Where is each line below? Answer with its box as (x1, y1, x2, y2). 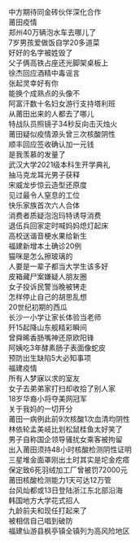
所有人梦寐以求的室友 (8, 374, 80, 383)
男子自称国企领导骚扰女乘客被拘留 (8, 435, 123, 444)
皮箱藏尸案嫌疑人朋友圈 (8, 272, 87, 281)
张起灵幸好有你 (8, 78, 59, 88)
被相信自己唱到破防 (8, 516, 73, 525)
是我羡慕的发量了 (8, 150, 66, 159)
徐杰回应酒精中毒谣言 (8, 68, 80, 77)
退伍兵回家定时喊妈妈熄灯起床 (8, 221, 108, 230)
